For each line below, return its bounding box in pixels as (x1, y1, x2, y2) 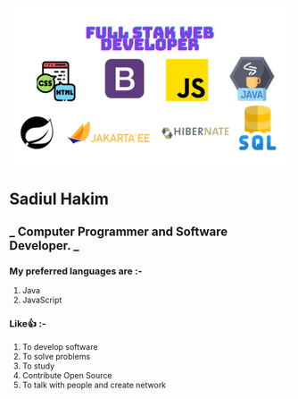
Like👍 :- (9, 318, 46, 330)
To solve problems (21, 351, 91, 361)
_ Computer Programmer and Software (9, 225, 228, 240)
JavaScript (21, 294, 62, 306)
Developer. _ (9, 238, 79, 253)
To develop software (21, 341, 98, 352)
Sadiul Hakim (9, 189, 110, 208)
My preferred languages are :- (9, 265, 143, 277)
